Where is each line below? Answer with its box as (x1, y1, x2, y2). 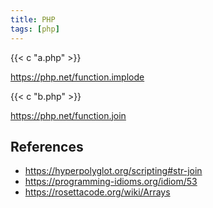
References (10, 138, 84, 155)
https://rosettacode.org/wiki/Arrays (24, 186, 171, 198)
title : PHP (10, 14, 56, 25)
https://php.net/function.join (10, 109, 127, 121)
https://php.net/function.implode (10, 71, 145, 83)
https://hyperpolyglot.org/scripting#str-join (24, 165, 203, 177)
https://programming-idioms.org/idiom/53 (24, 176, 198, 188)
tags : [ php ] (10, 24, 60, 34)
